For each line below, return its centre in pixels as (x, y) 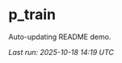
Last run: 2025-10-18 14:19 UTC (61, 52)
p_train (32, 15)
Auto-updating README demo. (60, 37)
